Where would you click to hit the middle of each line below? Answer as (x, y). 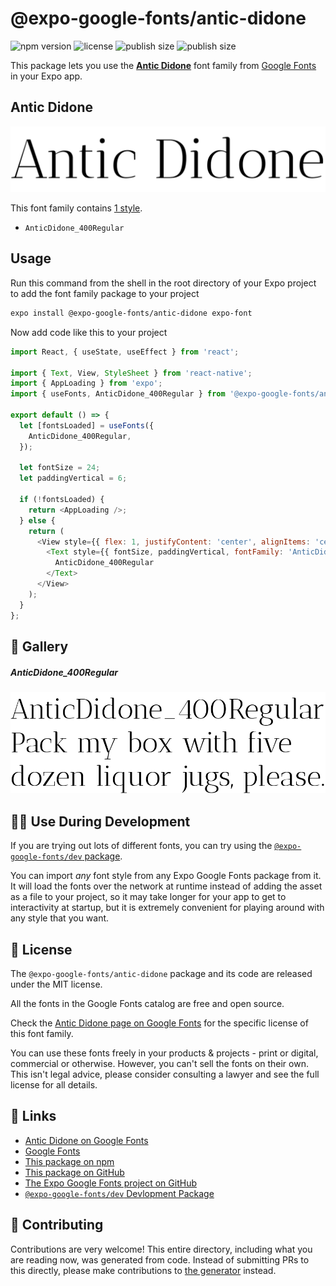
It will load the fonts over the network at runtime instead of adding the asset (166, 886)
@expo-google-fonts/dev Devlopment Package (119, 1193)
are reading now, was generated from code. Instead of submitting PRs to (160, 1259)
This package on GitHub (74, 1172)
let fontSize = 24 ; (60, 468)
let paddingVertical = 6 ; (73, 478)
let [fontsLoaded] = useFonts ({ (87, 425)
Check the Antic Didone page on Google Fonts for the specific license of (159, 1023)
